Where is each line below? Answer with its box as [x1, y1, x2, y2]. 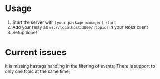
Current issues [5, 47, 67, 58]
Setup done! [12, 29, 37, 35]
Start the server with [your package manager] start [12, 19, 117, 25]
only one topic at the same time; [5, 68, 70, 74]
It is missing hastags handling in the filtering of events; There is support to [5, 63, 156, 69]
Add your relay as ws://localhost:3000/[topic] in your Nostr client [12, 24, 148, 30]
